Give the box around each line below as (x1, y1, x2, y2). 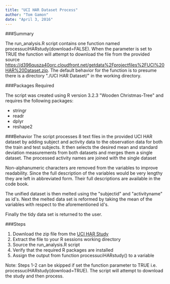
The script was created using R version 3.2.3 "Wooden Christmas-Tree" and (5, 92, 164, 99)
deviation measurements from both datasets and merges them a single (5, 150, 153, 156)
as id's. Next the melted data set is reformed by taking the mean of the (5, 196, 153, 202)
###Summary (5, 31, 34, 37)
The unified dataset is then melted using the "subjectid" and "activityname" (5, 191, 163, 197)
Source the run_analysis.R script (12, 241, 80, 248)
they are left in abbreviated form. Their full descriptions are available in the (5, 176, 161, 182)
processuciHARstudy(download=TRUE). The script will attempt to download (5, 268, 163, 274)
